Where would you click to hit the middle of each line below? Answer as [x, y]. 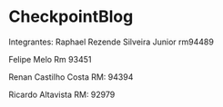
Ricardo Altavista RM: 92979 [62, 94]
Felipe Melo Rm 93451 [50, 59]
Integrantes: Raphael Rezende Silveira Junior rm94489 [111, 42]
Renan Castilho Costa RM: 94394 [71, 77]
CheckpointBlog [71, 17]
